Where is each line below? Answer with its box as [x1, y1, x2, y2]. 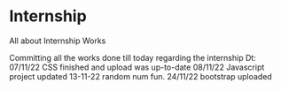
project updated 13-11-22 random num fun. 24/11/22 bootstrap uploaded [9, 71, 272, 81]
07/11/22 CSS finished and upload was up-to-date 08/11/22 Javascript [9, 62, 265, 72]
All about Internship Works [9, 35, 106, 46]
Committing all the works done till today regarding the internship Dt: [9, 52, 257, 63]
